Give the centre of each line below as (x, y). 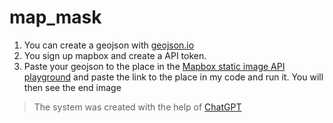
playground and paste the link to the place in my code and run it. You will (173, 77)
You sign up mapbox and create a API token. (115, 55)
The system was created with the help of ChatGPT (137, 107)
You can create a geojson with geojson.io (109, 45)
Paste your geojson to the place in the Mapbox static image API (154, 66)
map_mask (55, 17)
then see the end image (72, 87)
